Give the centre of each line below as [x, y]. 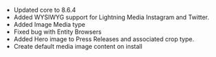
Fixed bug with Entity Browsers [57, 32]
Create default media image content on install [78, 46]
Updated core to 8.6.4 [45, 10]
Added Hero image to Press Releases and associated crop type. [104, 39]
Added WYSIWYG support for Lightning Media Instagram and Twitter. [111, 17]
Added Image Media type [49, 24]
